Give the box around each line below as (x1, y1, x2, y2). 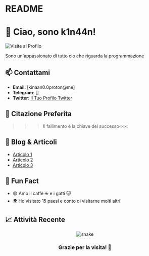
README (5, 3, 43, 15)
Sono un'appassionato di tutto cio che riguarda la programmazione (5, 53, 144, 59)
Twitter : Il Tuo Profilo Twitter (12, 95, 72, 101)
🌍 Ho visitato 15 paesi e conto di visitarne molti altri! (12, 198, 122, 204)
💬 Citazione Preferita (5, 109, 72, 118)
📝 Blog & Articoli (5, 138, 57, 147)
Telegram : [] (12, 89, 39, 95)
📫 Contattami (5, 68, 51, 77)
